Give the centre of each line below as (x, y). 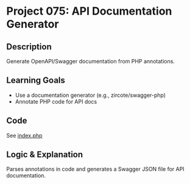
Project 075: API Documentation (89, 11)
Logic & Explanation (45, 154)
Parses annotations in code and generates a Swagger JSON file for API (95, 169)
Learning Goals (36, 80)
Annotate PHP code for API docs (56, 101)
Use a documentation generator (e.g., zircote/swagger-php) (90, 95)
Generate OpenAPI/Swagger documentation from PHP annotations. (91, 61)
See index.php (24, 135)
